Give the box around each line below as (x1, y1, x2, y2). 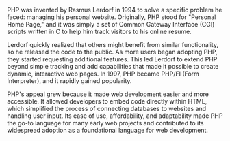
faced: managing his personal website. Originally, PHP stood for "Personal (7, 13, 216, 21)
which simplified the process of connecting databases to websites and (7, 105, 207, 112)
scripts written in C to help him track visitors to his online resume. (7, 27, 192, 35)
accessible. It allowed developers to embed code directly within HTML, (7, 97, 207, 105)
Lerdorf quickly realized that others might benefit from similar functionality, (7, 41, 219, 48)
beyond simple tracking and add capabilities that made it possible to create (7, 63, 219, 70)
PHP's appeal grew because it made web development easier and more (7, 90, 209, 98)
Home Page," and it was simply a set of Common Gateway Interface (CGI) (7, 20, 215, 28)
